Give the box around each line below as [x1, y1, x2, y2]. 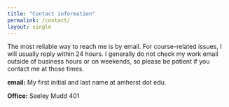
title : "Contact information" [7, 10, 96, 17]
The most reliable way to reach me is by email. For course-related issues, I [7, 43, 222, 51]
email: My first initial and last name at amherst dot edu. [7, 78, 167, 87]
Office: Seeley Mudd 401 [7, 92, 80, 100]
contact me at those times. [7, 64, 84, 73]
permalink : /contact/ [7, 17, 71, 24]
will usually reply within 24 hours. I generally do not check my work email [7, 50, 218, 58]
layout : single [7, 23, 52, 30]
